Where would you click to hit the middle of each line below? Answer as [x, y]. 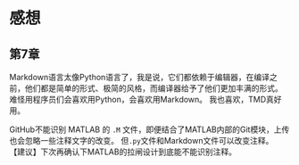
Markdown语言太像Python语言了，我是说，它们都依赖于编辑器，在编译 [140, 77]
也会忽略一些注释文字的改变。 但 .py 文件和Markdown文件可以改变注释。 [141, 140]
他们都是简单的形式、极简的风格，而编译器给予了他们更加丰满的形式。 [154, 88]
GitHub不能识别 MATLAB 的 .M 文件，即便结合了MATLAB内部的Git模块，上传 [149, 129]
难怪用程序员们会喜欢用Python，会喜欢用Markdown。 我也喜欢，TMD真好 [146, 99]
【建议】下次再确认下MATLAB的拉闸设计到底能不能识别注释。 [123, 152]
